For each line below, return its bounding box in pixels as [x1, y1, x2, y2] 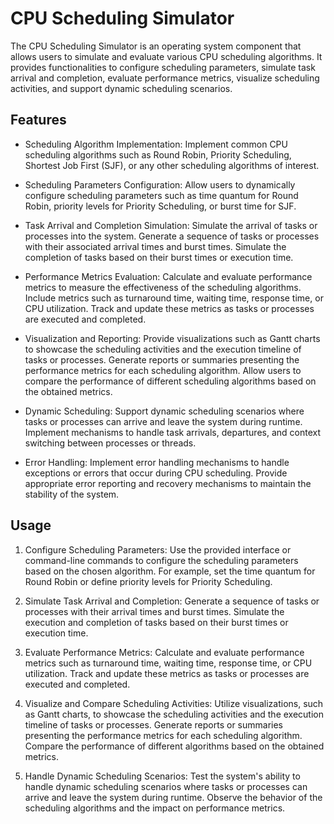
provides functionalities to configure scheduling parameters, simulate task [10, 61, 316, 73]
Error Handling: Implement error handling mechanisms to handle [24, 456, 290, 468]
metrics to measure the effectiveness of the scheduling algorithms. [24, 281, 302, 293]
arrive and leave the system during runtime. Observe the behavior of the [24, 791, 323, 803]
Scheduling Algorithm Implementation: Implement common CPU [24, 138, 288, 150]
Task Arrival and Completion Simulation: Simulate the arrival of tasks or [24, 219, 318, 231]
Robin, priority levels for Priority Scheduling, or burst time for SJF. [24, 200, 297, 212]
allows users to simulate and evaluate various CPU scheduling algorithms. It [10, 50, 323, 62]
